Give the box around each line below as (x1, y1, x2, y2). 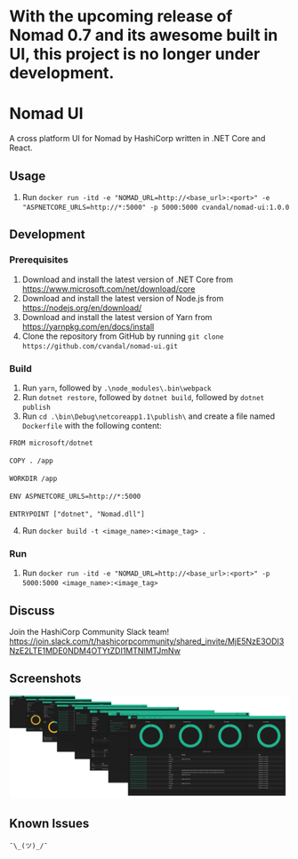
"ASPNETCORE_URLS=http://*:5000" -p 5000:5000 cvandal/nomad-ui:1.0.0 (21, 203, 290, 212)
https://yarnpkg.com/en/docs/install (21, 321, 155, 332)
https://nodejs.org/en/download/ (21, 302, 142, 313)
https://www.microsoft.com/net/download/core (21, 283, 196, 294)
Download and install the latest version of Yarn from (21, 311, 213, 322)
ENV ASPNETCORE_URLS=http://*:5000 (9, 492, 141, 501)
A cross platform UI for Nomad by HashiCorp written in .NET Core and (9, 133, 266, 144)
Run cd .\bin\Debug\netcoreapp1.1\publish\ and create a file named (21, 411, 276, 421)
